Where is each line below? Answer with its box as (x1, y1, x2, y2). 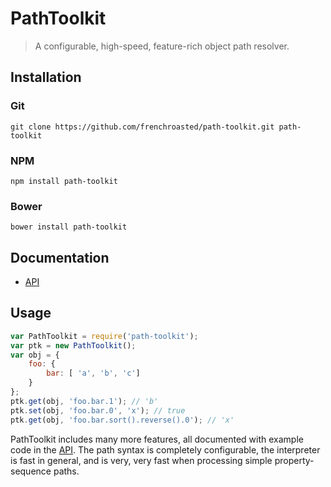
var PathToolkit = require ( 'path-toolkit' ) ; (10, 331, 199, 341)
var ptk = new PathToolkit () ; (10, 340, 137, 351)
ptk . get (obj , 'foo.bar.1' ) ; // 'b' (10, 396, 159, 406)
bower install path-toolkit (10, 222, 128, 232)
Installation (10, 69, 82, 86)
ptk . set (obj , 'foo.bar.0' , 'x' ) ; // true (10, 405, 186, 416)
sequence (10, 465, 52, 477)
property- (274, 454, 315, 466)
